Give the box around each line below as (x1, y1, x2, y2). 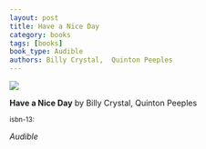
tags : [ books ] (9, 38, 64, 48)
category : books (9, 30, 71, 39)
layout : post (9, 13, 59, 23)
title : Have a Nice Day (9, 22, 100, 31)
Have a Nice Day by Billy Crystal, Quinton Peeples (9, 97, 198, 108)
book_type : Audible (9, 47, 84, 56)
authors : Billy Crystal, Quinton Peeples (9, 55, 173, 65)
